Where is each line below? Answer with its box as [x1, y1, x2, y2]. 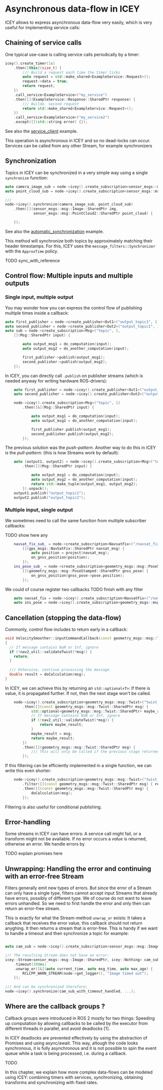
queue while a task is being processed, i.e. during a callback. [5, 1050, 127, 1056]
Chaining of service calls [5, 39, 81, 47]
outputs [5, 279, 30, 288]
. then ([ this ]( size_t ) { [14, 65, 62, 70]
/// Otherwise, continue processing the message [9, 668, 110, 673]
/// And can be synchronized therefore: [5, 984, 88, 990]
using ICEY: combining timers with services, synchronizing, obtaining [5, 1074, 143, 1080]
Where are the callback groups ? [5, 1002, 105, 1010]
